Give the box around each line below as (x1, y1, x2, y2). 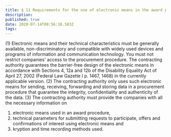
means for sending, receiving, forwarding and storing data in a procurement (5, 84, 164, 90)
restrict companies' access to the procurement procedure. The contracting (5, 57, 163, 63)
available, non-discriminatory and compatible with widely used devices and (5, 46, 164, 52)
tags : (5, 26, 17, 32)
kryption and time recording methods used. (12, 126, 104, 132)
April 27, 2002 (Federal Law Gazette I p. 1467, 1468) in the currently (5, 73, 147, 79)
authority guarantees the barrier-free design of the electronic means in (5, 62, 154, 68)
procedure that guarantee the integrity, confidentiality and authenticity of (5, 89, 159, 95)
